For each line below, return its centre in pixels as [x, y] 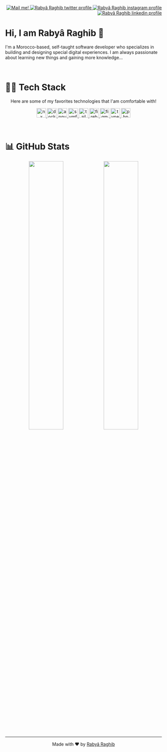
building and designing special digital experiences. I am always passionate [82, 52]
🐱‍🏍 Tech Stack [36, 88]
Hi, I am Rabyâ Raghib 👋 [55, 33]
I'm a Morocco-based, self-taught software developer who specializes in [80, 47]
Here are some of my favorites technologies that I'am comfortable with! [83, 101]
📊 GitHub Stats [38, 147]
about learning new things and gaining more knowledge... [64, 57]
